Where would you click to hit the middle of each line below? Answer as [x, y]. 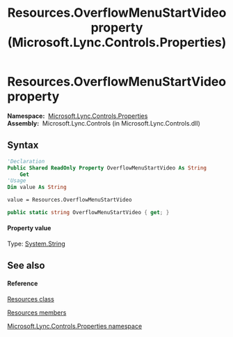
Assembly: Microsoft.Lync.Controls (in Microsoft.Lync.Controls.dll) [104, 123]
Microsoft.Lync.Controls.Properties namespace [75, 326]
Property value [29, 228]
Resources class [31, 299]
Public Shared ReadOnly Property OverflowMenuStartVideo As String [107, 168]
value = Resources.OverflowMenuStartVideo [70, 200]
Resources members [37, 313]
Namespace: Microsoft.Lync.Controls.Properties [78, 116]
